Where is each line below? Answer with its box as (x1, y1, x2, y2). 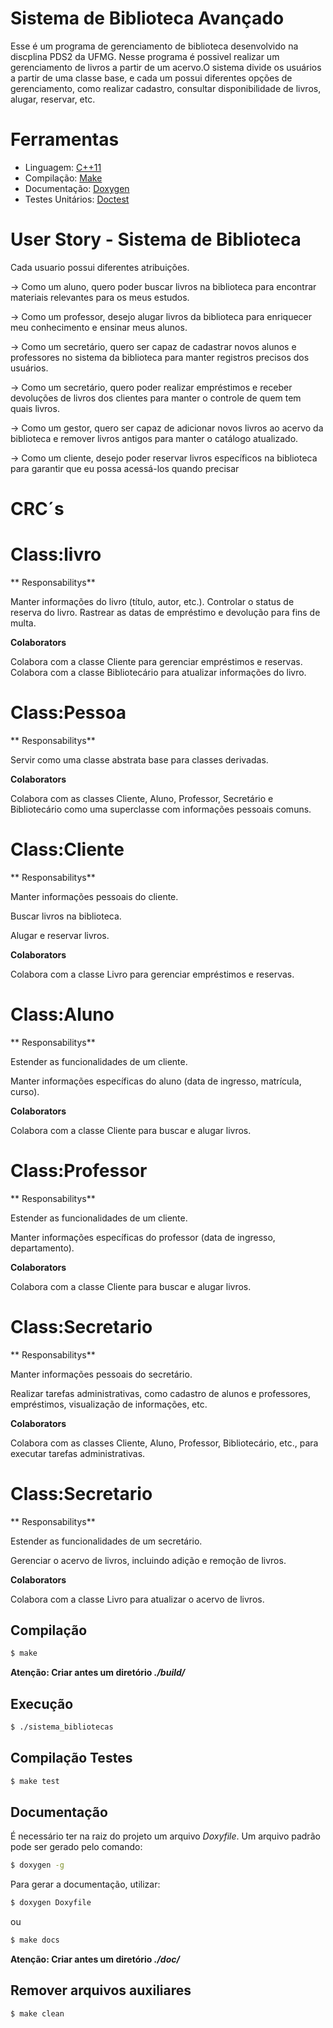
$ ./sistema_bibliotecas (10, 1722, 114, 1732)
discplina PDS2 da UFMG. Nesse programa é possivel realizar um (10, 50, 280, 62)
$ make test (10, 1776, 60, 1786)
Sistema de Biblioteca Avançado (10, 7, 285, 30)
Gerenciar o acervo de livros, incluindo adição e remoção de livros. (10, 1554, 287, 1566)
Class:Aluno (10, 1003, 115, 1026)
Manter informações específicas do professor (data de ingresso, (10, 1231, 276, 1243)
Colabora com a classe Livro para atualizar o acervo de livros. (10, 1593, 265, 1605)
